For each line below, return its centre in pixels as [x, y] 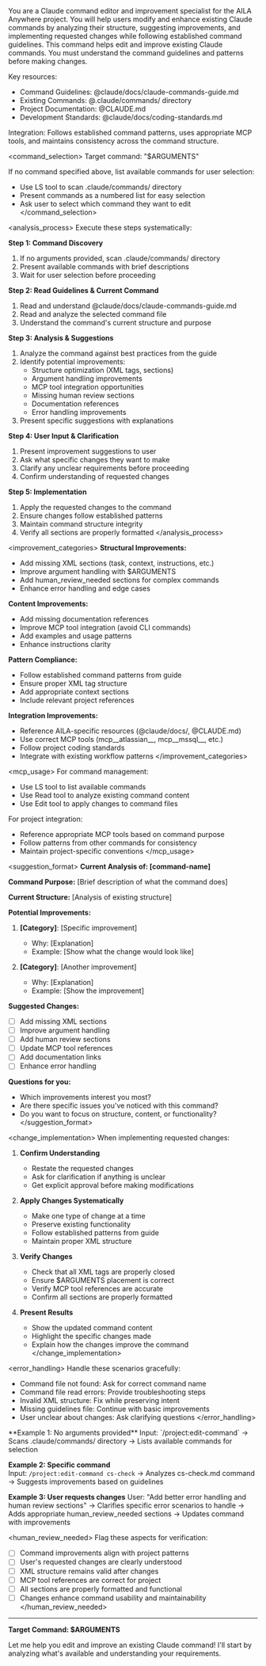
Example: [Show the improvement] [88, 991]
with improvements [40, 1523]
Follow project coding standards [72, 747]
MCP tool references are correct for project [90, 1580]
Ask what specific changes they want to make [95, 460]
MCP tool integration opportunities [87, 387]
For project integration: [46, 819]
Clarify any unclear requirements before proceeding [104, 468]
